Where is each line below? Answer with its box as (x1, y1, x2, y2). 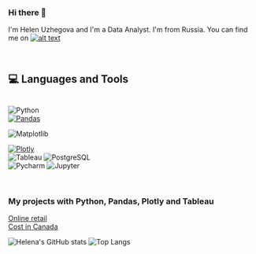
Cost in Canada (8, 222, 58, 231)
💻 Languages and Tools (8, 72, 128, 86)
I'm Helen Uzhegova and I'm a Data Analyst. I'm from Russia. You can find (8, 25, 248, 35)
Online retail (8, 214, 47, 223)
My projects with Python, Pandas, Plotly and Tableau (8, 196, 214, 207)
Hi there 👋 (8, 7, 47, 18)
